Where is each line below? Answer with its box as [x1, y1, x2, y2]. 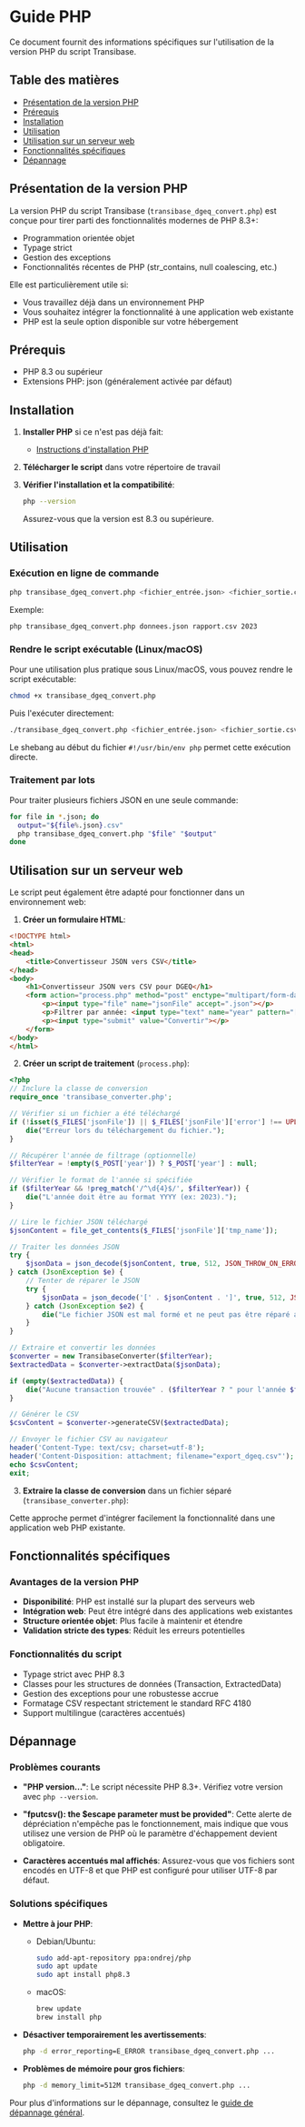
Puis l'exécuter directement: [9, 707, 114, 718]
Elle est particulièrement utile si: [9, 279, 129, 290]
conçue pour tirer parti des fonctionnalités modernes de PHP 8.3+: [9, 215, 259, 226]
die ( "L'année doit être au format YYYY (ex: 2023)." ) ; [25, 1193, 238, 1202]
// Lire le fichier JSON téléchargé [9, 1217, 148, 1227]
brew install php [35, 2012, 103, 2022]
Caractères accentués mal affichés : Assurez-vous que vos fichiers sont [22, 1855, 295, 1866]
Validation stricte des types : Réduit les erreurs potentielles [22, 1625, 245, 1636]
